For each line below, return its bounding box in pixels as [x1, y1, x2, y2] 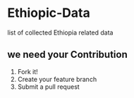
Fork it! [17, 67, 39, 75]
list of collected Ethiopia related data [7, 28, 114, 37]
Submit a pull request [17, 82, 80, 91]
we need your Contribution [7, 49, 128, 61]
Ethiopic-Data [7, 5, 90, 21]
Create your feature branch [17, 75, 97, 83]
